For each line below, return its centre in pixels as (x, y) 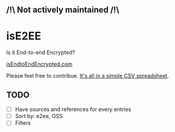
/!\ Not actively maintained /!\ (63, 10)
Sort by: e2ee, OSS (39, 116)
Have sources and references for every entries (73, 109)
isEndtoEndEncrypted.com (39, 64)
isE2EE (24, 36)
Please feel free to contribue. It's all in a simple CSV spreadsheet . (87, 76)
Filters (23, 123)
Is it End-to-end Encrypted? (41, 52)
